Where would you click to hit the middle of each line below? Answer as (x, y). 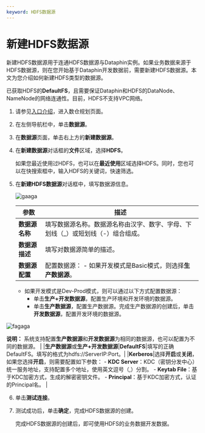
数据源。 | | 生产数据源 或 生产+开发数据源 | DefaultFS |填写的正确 (95, 346)
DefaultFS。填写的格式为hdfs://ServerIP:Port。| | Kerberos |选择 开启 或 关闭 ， (102, 354)
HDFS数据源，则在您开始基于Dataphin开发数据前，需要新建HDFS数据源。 (99, 70)
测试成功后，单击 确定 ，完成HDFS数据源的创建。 (76, 410)
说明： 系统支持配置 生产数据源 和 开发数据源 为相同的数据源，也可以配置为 (98, 339)
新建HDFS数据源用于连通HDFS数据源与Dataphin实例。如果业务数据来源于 (99, 62)
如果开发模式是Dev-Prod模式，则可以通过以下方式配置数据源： (103, 291)
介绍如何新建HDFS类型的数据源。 (64, 78)
